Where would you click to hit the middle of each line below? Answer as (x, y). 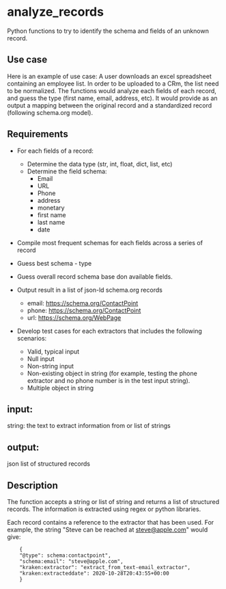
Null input (41, 359)
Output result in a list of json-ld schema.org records (89, 290)
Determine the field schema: (67, 171)
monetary (51, 208)
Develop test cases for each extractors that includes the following (110, 331)
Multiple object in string (60, 388)
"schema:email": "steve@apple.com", (72, 562)
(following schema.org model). (50, 112)
